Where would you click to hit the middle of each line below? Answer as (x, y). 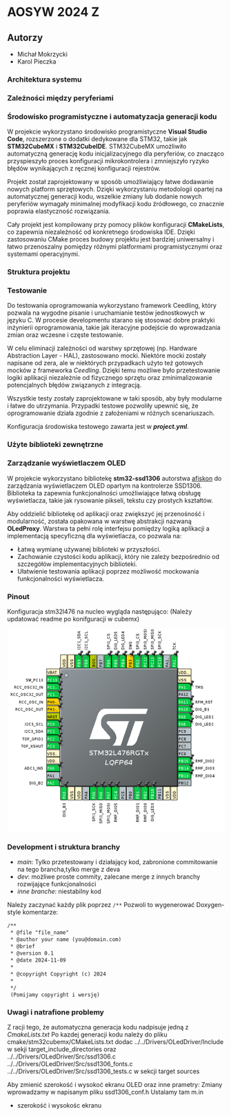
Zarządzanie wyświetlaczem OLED (67, 463)
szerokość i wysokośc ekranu (59, 1106)
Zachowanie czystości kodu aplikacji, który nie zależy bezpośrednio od (118, 556)
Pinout (18, 596)
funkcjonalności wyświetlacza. (61, 578)
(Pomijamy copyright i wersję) (55, 995)
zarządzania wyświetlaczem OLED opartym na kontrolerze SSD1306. (104, 486)
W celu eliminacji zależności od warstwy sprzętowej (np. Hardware (102, 348)
